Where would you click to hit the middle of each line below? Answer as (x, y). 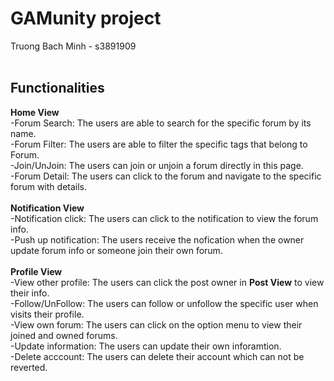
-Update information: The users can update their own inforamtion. (146, 346)
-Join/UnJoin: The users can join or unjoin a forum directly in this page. (157, 165)
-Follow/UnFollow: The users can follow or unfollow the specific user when (164, 303)
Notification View (47, 208)
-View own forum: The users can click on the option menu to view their (156, 324)
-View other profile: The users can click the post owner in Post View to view (167, 282)
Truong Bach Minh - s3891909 (73, 46)
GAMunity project (86, 18)
